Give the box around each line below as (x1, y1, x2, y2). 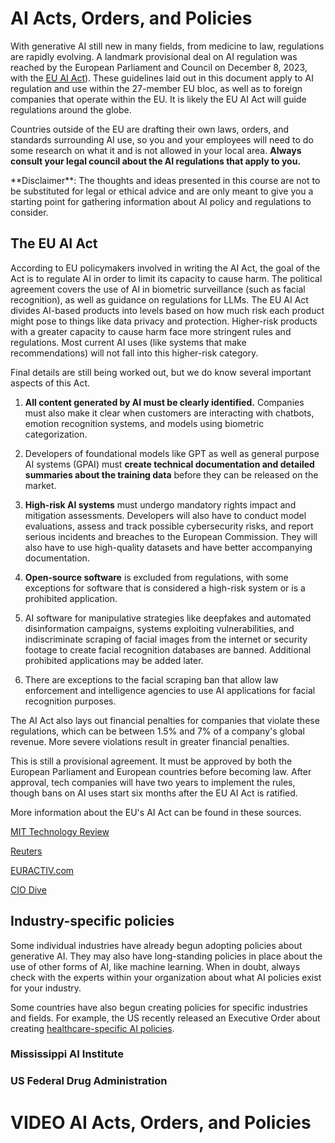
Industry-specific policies (10, 913, 175, 930)
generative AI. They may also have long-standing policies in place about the (10, 950, 323, 962)
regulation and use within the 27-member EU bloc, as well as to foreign (10, 82, 303, 94)
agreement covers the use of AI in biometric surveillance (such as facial (10, 283, 306, 295)
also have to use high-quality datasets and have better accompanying (24, 541, 313, 553)
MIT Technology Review (10, 825, 110, 837)
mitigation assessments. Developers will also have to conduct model (24, 509, 307, 521)
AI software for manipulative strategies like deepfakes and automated (24, 612, 312, 624)
